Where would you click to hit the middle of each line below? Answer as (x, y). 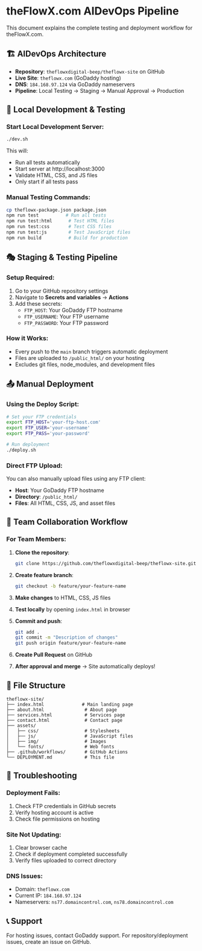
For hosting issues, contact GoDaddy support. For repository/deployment (97, 935)
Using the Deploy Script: (43, 404)
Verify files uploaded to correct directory (65, 860)
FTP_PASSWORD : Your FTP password (66, 323)
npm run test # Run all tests (56, 215)
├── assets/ (21, 725)
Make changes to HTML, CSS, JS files (63, 598)
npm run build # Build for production (67, 238)
